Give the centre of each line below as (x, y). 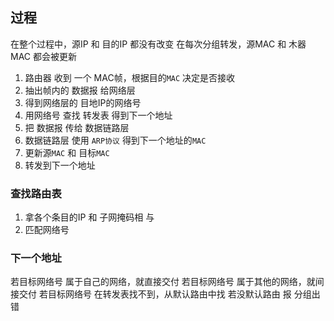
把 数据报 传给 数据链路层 (77, 127)
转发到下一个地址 (60, 165)
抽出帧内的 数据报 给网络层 (80, 90)
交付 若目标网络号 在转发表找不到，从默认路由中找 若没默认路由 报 (155, 294)
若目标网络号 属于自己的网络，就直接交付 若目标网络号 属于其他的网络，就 (163, 282)
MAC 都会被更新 (43, 56)
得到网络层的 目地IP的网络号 (83, 102)
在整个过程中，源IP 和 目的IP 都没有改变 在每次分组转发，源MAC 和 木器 (158, 44)
